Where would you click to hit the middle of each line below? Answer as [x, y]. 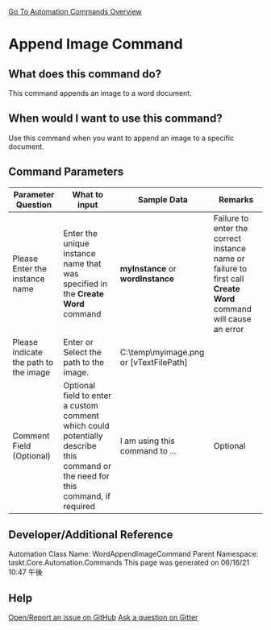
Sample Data [163, 199]
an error [229, 329]
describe [80, 446]
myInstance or [148, 268]
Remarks [236, 199]
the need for [87, 476]
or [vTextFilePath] [154, 362]
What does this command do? [85, 74]
